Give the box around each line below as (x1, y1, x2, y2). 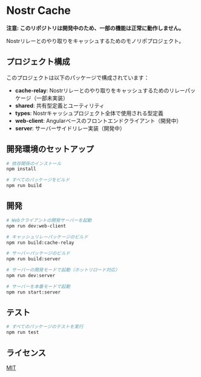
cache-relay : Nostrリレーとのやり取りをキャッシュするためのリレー (15, 87, 185, 94)
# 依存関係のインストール (6, 160, 62, 166)
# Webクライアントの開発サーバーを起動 (6, 217, 92, 223)
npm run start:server (6, 289, 61, 295)
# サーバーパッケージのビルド (6, 251, 71, 257)
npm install (6, 166, 36, 172)
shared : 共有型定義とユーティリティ (15, 102, 105, 109)
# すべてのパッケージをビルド (6, 177, 70, 183)
